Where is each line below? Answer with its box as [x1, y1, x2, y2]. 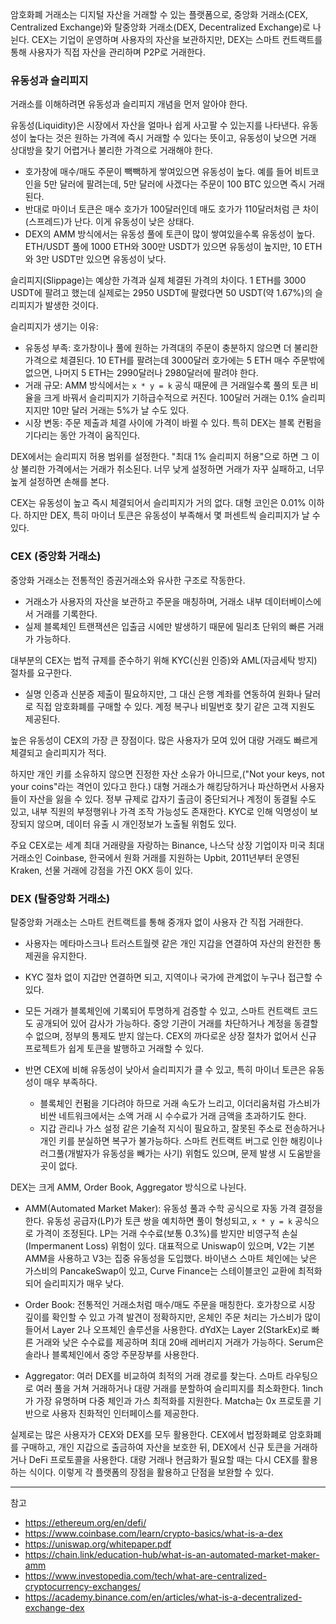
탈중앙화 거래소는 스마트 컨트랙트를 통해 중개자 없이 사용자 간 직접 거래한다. [10, 916, 304, 928]
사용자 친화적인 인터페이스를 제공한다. [51, 1407, 200, 1419]
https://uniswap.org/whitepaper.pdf [24, 1538, 172, 1550]
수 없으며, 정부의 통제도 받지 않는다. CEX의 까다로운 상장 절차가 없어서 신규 [24, 1029, 317, 1042]
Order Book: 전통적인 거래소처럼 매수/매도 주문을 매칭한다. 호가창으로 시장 [24, 1298, 316, 1310]
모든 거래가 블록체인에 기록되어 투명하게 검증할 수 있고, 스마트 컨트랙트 [24, 1004, 300, 1017]
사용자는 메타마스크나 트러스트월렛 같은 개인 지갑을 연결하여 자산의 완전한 [24, 937, 312, 949]
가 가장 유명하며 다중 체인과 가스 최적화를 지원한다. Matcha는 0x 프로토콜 [24, 1394, 312, 1407]
